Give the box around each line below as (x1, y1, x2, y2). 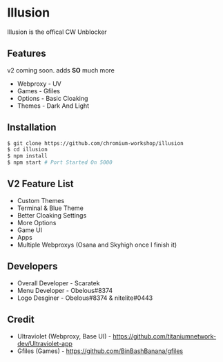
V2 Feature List (7, 178, 74, 190)
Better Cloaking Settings (17, 211, 87, 219)
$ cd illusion (7, 146, 48, 153)
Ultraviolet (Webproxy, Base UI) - (17, 332, 112, 340)
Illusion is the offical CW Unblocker (7, 28, 107, 36)
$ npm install (7, 153, 48, 160)
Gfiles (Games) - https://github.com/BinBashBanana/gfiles (17, 347, 184, 355)
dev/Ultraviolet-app (17, 339, 72, 347)
